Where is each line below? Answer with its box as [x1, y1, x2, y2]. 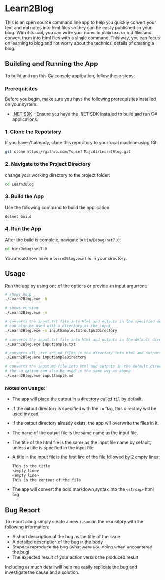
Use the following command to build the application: [5, 204, 110, 210]
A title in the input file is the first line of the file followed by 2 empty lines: [12, 454, 160, 460]
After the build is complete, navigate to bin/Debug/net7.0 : [5, 237, 121, 243]
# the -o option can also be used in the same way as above [5, 369, 131, 374]
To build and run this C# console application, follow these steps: [5, 72, 135, 79]
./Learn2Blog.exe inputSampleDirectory [5, 355, 87, 360]
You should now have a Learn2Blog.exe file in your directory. [5, 255, 127, 261]
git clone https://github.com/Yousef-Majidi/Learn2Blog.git [5, 149, 131, 154]
